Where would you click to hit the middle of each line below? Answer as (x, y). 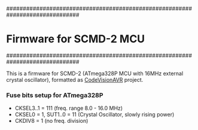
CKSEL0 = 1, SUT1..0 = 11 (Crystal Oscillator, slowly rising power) (95, 114)
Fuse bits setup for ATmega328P (55, 95)
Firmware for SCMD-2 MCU (76, 39)
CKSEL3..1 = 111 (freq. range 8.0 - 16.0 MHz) (69, 108)
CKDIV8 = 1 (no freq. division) (51, 121)
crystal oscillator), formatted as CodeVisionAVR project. (75, 79)
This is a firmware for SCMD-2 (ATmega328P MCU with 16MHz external (95, 73)
